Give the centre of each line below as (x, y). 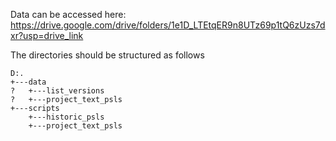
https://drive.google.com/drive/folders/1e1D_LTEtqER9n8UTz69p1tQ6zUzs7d (168, 25)
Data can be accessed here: (68, 14)
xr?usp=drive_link (47, 35)
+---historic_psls (66, 117)
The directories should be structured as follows (107, 55)
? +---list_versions (57, 91)
